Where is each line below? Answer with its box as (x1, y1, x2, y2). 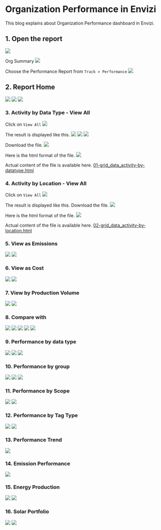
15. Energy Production (5, 484, 60, 491)
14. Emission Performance (5, 460, 70, 467)
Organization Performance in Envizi (5, 4, 156, 15)
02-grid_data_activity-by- (93, 222, 146, 229)
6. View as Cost (5, 265, 44, 272)
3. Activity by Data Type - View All (5, 109, 90, 116)
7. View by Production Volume (5, 289, 80, 296)
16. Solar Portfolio (5, 508, 49, 515)
